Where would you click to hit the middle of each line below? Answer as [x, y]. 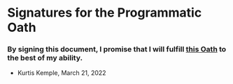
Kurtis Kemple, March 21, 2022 [62, 73]
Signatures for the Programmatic [105, 13]
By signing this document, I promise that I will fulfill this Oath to [117, 49]
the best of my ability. [45, 58]
